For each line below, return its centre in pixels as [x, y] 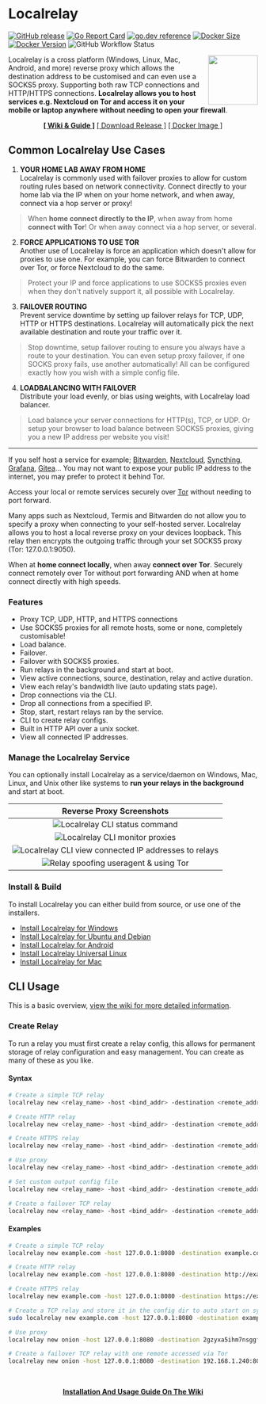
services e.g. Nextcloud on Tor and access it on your [97, 101]
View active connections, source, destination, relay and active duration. [136, 678]
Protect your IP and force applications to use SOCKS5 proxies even [137, 283]
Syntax [20, 1078]
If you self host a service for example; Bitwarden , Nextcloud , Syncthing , [125, 460]
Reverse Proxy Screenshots [115, 811]
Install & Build [35, 887]
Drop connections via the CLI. [68, 695]
